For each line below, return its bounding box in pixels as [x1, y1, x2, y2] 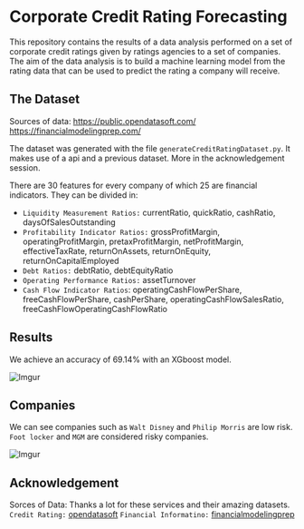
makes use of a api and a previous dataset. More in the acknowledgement [9, 152, 285, 163]
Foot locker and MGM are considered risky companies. [9, 431, 209, 442]
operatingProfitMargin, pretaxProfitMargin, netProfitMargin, [22, 236, 244, 247]
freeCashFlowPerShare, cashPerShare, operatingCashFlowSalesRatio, [22, 293, 285, 305]
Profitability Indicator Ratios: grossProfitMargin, [22, 226, 220, 237]
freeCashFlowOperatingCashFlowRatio [22, 303, 167, 314]
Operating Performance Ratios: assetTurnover [22, 274, 196, 285]
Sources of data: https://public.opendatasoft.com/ [9, 115, 196, 126]
